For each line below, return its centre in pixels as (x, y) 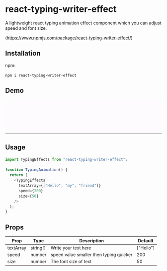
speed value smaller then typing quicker (91, 255)
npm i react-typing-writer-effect (41, 75)
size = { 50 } (28, 196)
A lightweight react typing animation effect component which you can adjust (83, 23)
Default (146, 240)
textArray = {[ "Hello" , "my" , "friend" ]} (59, 186)
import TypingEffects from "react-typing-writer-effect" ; (66, 159)
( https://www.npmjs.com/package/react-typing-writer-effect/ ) (69, 38)
